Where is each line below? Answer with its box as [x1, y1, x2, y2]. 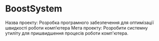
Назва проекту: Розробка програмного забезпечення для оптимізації [5, 19, 154, 25]
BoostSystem [5, 3, 62, 14]
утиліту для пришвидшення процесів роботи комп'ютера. [5, 30, 128, 36]
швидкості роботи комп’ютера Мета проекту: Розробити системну [5, 24, 148, 30]
